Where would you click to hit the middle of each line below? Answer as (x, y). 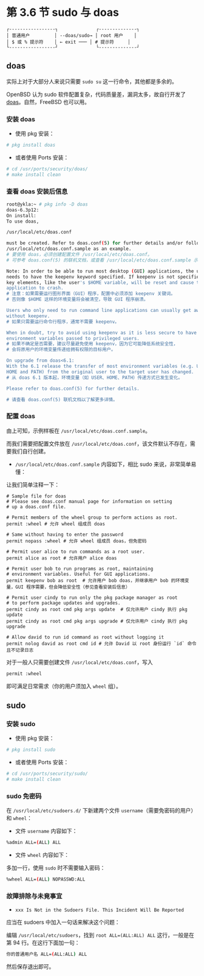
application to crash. (35, 288)
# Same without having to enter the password (65, 535)
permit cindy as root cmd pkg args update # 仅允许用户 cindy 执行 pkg (97, 609)
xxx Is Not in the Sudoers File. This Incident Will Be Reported (99, 910)
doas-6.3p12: (23, 210)
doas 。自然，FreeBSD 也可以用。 (48, 102)
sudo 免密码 (24, 796)
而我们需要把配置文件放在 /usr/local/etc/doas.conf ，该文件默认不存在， (98, 443)
